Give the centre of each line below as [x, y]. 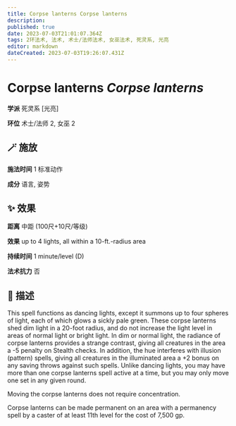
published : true [31, 27]
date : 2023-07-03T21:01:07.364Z [55, 33]
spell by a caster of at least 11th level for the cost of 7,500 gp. [96, 415]
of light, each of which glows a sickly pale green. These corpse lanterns [112, 320]
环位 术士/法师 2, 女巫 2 [41, 123]
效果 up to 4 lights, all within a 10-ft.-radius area [77, 242]
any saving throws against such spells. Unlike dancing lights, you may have [116, 365]
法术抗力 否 [24, 271]
